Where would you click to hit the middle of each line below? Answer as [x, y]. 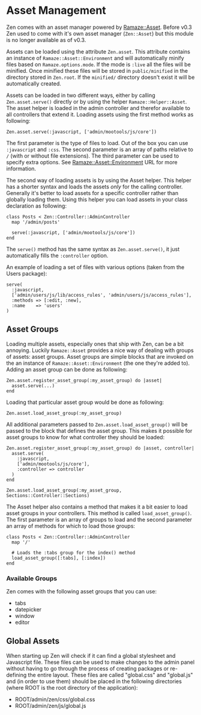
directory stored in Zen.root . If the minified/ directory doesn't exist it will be [100, 77]
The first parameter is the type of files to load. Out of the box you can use [97, 143]
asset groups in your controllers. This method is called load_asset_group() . [99, 513]
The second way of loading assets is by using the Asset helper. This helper [99, 180]
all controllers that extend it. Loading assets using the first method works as [100, 114]
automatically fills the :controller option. [57, 255]
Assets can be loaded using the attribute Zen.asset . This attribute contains [98, 51]
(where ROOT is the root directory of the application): [72, 687]
